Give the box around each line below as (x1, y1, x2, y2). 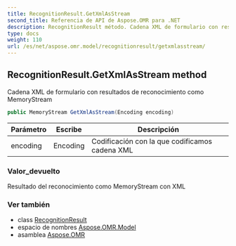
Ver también (7, 200, 51, 209)
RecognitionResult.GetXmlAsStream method (7, 69, 207, 81)
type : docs (7, 30, 39, 37)
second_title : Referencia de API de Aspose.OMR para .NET (7, 17, 181, 24)
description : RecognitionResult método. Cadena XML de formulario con (7, 23, 218, 30)
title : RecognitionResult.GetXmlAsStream (7, 10, 131, 18)
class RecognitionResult (17, 216, 87, 224)
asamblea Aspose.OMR (17, 231, 86, 239)
